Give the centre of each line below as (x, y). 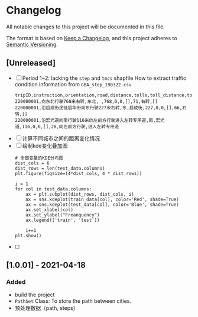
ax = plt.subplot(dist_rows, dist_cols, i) (80, 194)
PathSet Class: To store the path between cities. (73, 301)
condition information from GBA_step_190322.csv (73, 84)
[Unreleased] (31, 63)
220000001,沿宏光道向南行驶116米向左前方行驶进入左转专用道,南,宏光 (90, 120)
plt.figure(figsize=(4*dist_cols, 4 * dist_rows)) (78, 173)
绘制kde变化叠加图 (45, 145)
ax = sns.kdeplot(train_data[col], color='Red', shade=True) (102, 199)
